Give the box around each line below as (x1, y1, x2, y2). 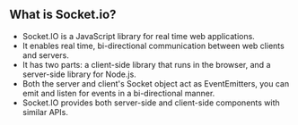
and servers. (22, 49, 69, 61)
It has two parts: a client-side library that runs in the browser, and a (22, 59, 271, 70)
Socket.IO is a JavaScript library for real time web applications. (22, 30, 256, 41)
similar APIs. (22, 106, 69, 117)
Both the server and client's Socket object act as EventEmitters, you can (22, 78, 290, 88)
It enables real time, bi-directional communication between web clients (22, 40, 285, 51)
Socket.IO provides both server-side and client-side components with (22, 97, 280, 108)
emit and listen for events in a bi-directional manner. (22, 87, 215, 98)
